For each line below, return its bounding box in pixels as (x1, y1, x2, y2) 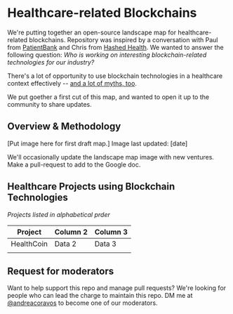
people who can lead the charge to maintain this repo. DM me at (7, 292, 193, 300)
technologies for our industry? (7, 58, 95, 66)
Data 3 (94, 239, 117, 249)
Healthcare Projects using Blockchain (7, 181, 175, 192)
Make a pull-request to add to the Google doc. (7, 160, 141, 169)
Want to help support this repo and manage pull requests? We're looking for (7, 284, 227, 292)
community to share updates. (7, 100, 93, 108)
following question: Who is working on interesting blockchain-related (7, 51, 207, 59)
